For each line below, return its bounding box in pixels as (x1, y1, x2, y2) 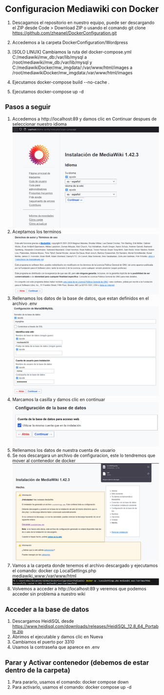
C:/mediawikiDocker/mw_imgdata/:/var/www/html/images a (12, 65, 133, 70)
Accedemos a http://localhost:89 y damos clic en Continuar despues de (12, 116, 157, 122)
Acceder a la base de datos (5, 605, 89, 613)
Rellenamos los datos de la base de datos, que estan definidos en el (12, 295, 149, 301)
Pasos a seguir (5, 103, 51, 111)
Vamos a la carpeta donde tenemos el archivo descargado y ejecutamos (12, 562, 158, 568)
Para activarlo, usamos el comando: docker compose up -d (12, 684, 132, 690)
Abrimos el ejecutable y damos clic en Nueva (12, 634, 103, 640)
